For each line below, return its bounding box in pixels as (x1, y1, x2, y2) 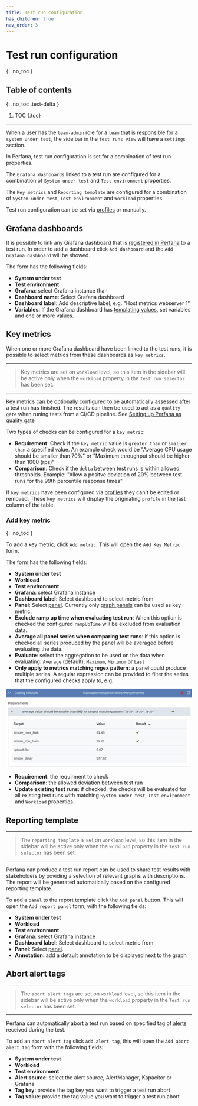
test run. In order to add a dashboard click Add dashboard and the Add (6, 245, 173, 252)
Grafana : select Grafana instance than (14, 287, 108, 294)
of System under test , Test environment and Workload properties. (6, 195, 164, 202)
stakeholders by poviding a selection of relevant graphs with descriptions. (6, 872, 186, 879)
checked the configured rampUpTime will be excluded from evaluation (14, 621, 181, 628)
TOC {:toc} (14, 112, 41, 119)
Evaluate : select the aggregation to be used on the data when (14, 652, 165, 659)
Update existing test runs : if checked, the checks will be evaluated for (14, 786, 187, 793)
